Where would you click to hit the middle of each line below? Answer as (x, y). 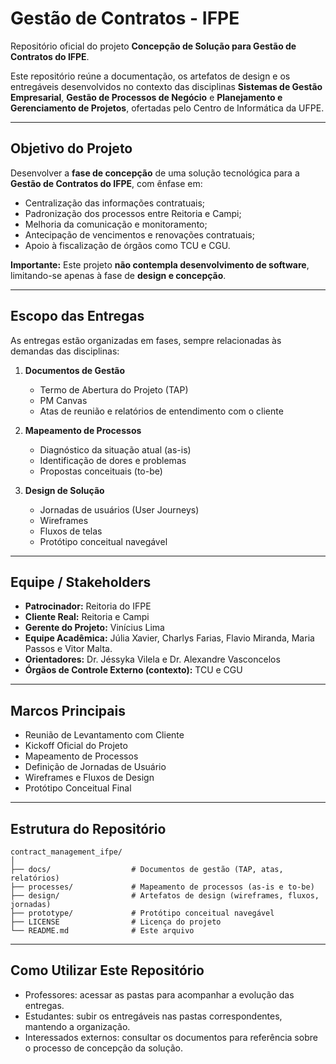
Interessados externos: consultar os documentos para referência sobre (171, 1037)
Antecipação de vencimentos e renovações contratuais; (139, 234)
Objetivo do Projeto (71, 148)
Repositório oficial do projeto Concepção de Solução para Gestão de (153, 46)
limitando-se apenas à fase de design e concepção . (118, 275)
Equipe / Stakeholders (81, 582)
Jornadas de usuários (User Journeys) (119, 509)
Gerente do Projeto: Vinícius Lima (94, 628)
